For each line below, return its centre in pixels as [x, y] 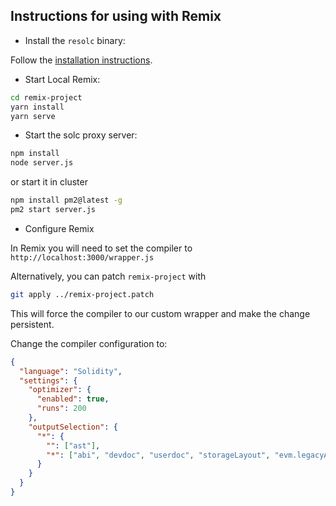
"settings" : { [48, 380]
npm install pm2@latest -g [66, 200]
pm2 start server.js [53, 210]
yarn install [37, 107]
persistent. [32, 324]
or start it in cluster [49, 182]
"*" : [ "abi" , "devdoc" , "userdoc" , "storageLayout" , [158, 455]
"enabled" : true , [73, 399]
